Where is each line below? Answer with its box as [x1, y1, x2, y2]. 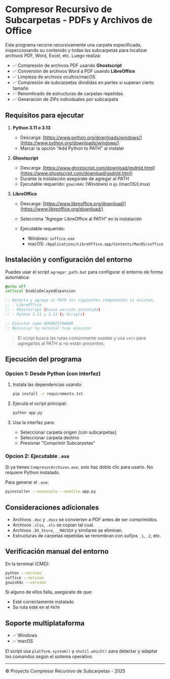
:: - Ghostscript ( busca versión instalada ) [5, 307, 101, 312]
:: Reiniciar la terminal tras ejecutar [5, 325, 92, 331]
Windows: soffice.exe [27, 235, 75, 241]
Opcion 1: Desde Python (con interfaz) [5, 370, 101, 377]
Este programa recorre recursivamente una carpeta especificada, [5, 41, 142, 48]
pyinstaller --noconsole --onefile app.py [5, 489, 96, 494]
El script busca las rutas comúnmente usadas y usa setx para [17, 335, 146, 341]
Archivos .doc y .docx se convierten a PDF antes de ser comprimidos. [12, 516, 158, 522]
